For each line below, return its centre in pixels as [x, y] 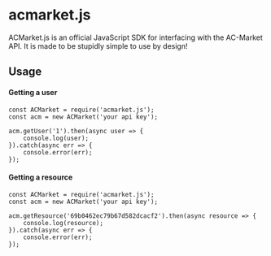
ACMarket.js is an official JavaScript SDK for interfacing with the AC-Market [135, 37]
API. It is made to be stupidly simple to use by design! [98, 46]
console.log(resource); [63, 223]
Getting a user [33, 92]
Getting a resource [41, 177]
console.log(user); [56, 138]
